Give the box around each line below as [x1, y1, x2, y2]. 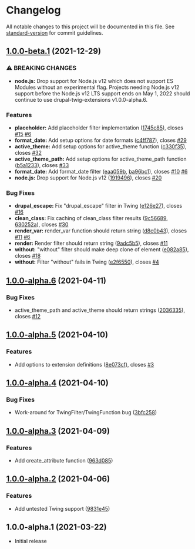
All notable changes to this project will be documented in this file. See [6, 23, 175, 30]
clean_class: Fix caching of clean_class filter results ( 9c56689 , [14, 215, 169, 222]
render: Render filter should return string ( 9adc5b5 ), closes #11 [14, 239, 168, 247]
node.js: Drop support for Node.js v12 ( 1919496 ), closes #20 [14, 174, 162, 181]
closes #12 [14, 312, 41, 320]
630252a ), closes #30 [14, 221, 69, 228]
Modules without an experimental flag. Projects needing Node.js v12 [14, 84, 180, 91]
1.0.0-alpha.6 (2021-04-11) [6, 275, 107, 285]
